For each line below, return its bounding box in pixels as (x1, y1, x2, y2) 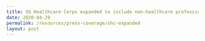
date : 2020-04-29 (6, 14, 51, 20)
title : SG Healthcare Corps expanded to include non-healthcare (6, 8, 173, 15)
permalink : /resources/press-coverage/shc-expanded (6, 20, 140, 26)
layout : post (6, 25, 40, 32)
